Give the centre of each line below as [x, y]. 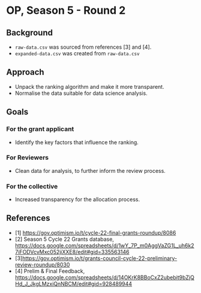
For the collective [32, 186]
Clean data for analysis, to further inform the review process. [90, 171]
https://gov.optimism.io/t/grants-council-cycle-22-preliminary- [100, 258]
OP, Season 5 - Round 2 [66, 11]
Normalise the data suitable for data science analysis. [81, 93]
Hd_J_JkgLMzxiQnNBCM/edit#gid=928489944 [73, 283]
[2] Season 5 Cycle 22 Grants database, [64, 239]
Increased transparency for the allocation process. [77, 199]
